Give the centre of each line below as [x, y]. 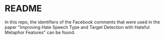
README [23, 9]
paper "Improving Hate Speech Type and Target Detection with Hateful [77, 27]
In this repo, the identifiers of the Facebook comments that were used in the [82, 22]
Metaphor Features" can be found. [40, 32]
